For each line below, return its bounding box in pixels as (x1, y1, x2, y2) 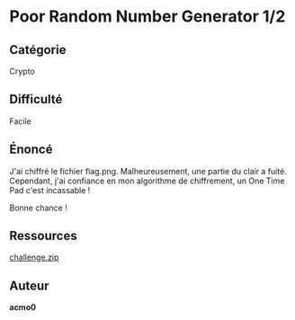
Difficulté (9, 92, 63, 107)
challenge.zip (9, 252, 59, 262)
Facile (9, 115, 31, 127)
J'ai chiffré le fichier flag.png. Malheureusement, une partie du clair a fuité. (9, 165, 288, 176)
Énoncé (9, 142, 53, 157)
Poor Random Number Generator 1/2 (9, 6, 286, 27)
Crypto (9, 66, 35, 76)
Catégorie (9, 42, 67, 58)
